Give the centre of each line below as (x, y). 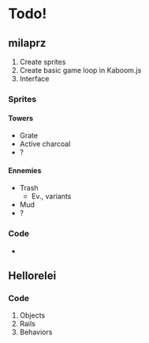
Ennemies (25, 170)
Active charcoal (45, 144)
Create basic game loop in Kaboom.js (80, 70)
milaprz (27, 43)
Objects (32, 315)
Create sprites (43, 62)
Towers (21, 118)
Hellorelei (32, 276)
